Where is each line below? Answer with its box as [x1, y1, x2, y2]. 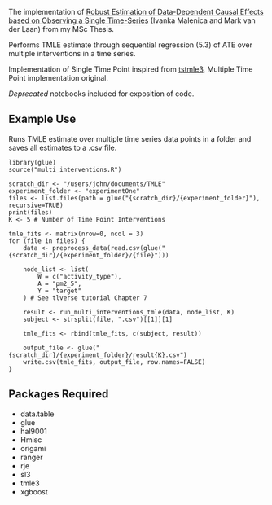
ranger [20, 452, 43, 462]
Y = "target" [37, 287, 82, 295]
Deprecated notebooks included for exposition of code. [8, 89, 195, 99]
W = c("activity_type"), [37, 272, 122, 280]
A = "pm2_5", [37, 279, 82, 288]
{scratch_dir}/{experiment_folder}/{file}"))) [8, 251, 169, 259]
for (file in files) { [8, 236, 86, 245]
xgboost [20, 486, 49, 496]
